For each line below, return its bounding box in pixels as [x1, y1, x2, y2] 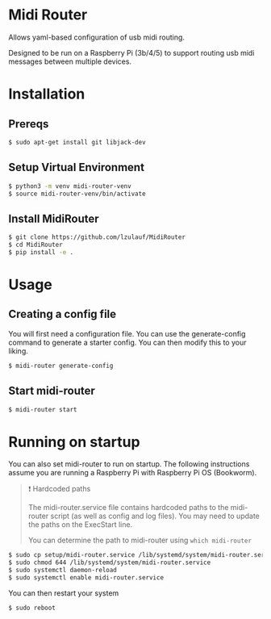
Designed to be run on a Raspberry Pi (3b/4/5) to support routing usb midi [8, 48, 255, 57]
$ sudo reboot [8, 604, 56, 612]
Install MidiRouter [8, 211, 99, 225]
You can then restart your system [8, 588, 119, 598]
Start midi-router [8, 384, 95, 398]
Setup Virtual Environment [8, 161, 145, 174]
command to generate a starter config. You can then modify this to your [8, 337, 247, 347]
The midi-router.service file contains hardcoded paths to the [27, 503, 229, 512]
